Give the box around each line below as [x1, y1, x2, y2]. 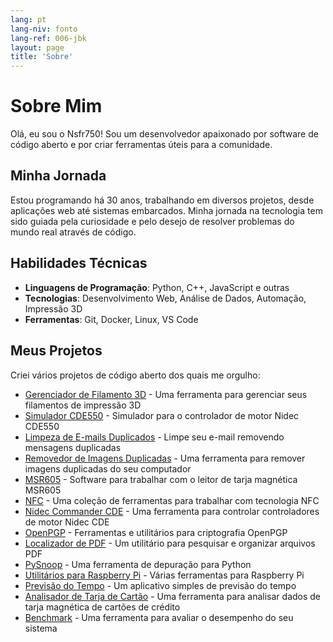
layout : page [10, 42, 65, 53]
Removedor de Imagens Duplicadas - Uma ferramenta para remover [24, 452, 306, 464]
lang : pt [10, 14, 47, 25]
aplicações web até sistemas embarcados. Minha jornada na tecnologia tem [10, 204, 323, 216]
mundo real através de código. [10, 226, 137, 238]
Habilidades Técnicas [10, 255, 148, 272]
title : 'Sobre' [10, 52, 74, 62]
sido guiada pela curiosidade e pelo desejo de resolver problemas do [10, 215, 295, 227]
